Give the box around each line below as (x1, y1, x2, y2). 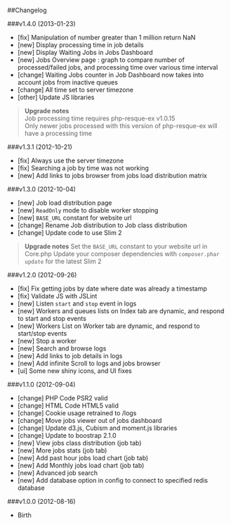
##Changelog (7, 6, 47, 14)
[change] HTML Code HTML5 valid (17, 401, 119, 410)
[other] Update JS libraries (17, 93, 95, 101)
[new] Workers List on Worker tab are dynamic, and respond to (17, 322, 200, 330)
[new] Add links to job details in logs (17, 352, 123, 360)
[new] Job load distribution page (17, 198, 112, 207)
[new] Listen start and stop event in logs (17, 299, 137, 308)
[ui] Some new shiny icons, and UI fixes (17, 367, 132, 375)
